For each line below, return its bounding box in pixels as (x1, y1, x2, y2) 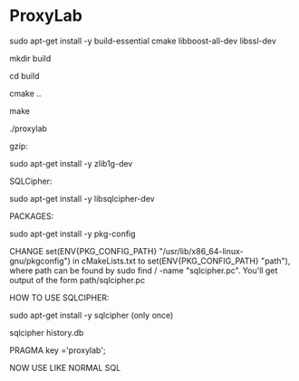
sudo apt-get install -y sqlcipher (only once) (9, 310, 174, 320)
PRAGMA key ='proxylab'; (9, 345, 106, 356)
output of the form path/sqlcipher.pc (9, 274, 146, 285)
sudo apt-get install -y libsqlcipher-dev (9, 193, 156, 204)
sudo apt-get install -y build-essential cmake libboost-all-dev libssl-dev (9, 35, 276, 46)
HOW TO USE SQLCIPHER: (9, 291, 110, 303)
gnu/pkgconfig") (9, 255, 71, 266)
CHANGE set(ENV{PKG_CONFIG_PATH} (9, 245, 158, 256)
